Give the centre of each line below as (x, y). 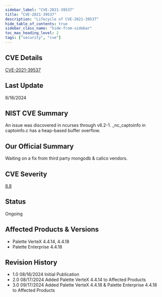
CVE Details (24, 58)
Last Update (24, 86)
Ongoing (14, 214)
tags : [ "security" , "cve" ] (33, 38)
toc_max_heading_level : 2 (32, 33)
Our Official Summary (40, 146)
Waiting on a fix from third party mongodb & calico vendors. (66, 158)
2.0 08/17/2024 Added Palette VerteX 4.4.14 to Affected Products (79, 280)
